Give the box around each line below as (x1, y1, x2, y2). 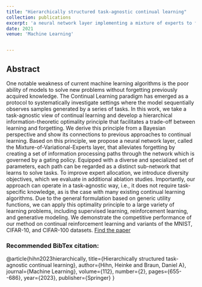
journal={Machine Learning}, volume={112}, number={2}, (6, 268, 147, 275)
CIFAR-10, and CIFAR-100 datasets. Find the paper (6, 226, 131, 234)
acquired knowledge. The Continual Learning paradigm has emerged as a (6, 92, 189, 100)
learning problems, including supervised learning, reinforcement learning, (6, 207, 189, 214)
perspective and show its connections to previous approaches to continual (6, 130, 191, 138)
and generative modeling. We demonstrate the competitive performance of (6, 214, 192, 221)
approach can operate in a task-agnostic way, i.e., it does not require (6, 181, 177, 189)
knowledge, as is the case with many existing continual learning (27, 188, 185, 195)
